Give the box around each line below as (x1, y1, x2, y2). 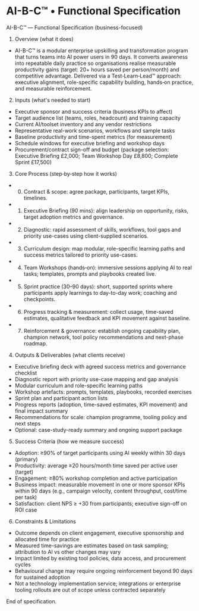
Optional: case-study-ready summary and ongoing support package (14, 426, 182, 433)
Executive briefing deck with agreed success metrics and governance (14, 363, 186, 370)
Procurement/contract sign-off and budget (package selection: (14, 146, 169, 153)
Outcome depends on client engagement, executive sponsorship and (14, 529, 184, 537)
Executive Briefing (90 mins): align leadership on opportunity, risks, (23, 207, 189, 214)
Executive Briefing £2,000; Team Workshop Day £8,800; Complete (14, 152, 178, 159)
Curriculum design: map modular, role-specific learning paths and (23, 245, 185, 252)
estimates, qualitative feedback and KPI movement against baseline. (23, 314, 191, 322)
